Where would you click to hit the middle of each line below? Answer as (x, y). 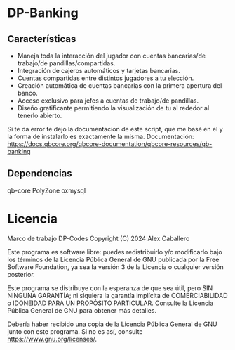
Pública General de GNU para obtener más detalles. (82, 310)
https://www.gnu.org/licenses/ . (52, 339)
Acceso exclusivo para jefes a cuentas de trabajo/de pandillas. (108, 101)
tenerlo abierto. (40, 115)
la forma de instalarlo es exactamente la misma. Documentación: (101, 136)
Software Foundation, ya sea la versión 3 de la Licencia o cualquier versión (116, 267)
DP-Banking (43, 13)
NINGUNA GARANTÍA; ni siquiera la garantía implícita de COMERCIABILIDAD (117, 295)
